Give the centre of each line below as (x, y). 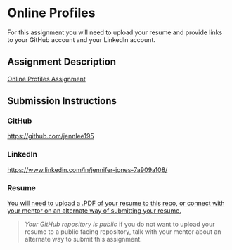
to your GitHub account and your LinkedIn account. (82, 39)
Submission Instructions (62, 101)
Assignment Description (62, 62)
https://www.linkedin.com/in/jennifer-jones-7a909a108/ (88, 169)
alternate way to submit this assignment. (83, 239)
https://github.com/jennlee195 (51, 136)
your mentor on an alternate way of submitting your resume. (94, 211)
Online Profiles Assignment (46, 79)
